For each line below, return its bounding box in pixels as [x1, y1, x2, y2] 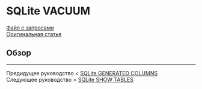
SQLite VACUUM [6, 4, 91, 18]
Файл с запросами [6, 24, 54, 31]
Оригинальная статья [6, 30, 62, 37]
